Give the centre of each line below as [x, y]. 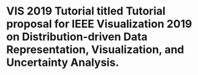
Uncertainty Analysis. [63, 63]
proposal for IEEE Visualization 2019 [99, 24]
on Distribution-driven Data [77, 37]
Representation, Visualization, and [95, 50]
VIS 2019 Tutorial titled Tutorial [86, 11]
